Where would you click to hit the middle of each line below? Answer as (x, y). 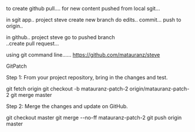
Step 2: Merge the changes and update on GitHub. (67, 106)
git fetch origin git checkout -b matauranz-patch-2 (67, 89)
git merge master (31, 95)
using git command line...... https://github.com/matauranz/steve (83, 55)
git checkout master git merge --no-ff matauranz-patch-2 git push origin (94, 117)
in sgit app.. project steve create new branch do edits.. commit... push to (94, 20)
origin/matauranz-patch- (159, 89)
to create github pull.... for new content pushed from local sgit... (83, 8)
